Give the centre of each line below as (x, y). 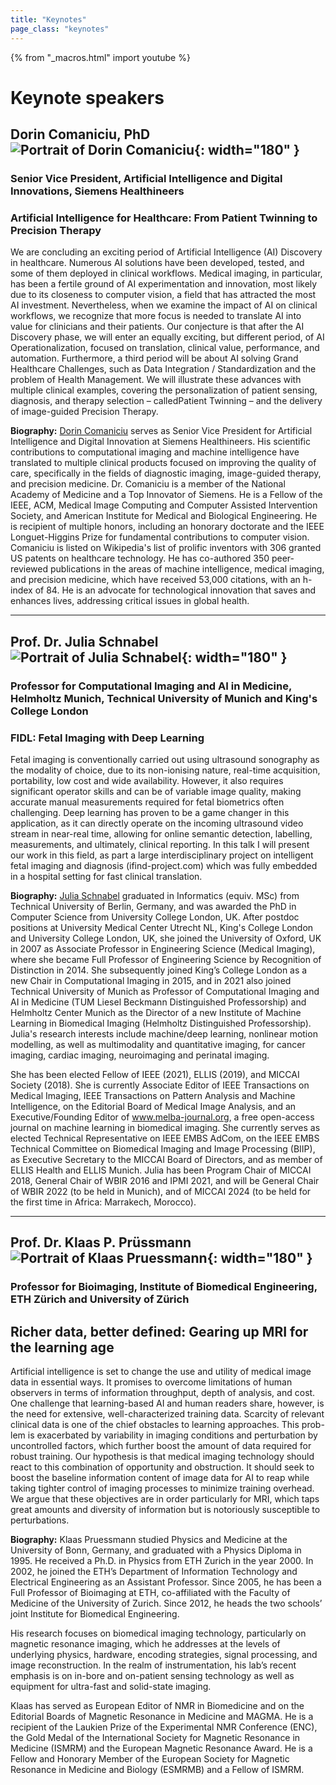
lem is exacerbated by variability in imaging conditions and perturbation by (164, 1435)
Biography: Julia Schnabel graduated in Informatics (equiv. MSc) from (155, 895)
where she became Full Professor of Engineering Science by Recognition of (166, 959)
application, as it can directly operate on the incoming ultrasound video (157, 823)
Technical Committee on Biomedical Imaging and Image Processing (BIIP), (163, 1148)
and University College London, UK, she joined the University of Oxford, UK (166, 938)
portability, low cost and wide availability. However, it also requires (147, 780)
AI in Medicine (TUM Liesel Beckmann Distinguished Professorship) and (158, 1002)
